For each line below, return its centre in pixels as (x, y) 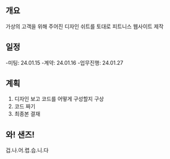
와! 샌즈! (20, 135)
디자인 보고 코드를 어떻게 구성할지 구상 (59, 99)
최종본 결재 (27, 114)
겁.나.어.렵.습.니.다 (27, 150)
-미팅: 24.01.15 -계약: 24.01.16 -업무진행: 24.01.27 (64, 62)
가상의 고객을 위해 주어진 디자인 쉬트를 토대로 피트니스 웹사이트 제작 (85, 26)
